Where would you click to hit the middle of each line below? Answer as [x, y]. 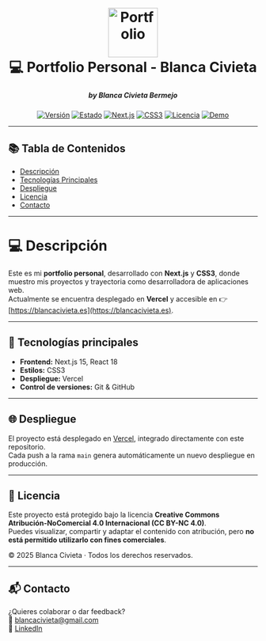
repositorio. [27, 446]
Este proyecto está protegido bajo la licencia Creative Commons [114, 515]
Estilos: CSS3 [42, 370]
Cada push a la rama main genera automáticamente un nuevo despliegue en [132, 455]
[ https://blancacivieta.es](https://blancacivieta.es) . [91, 310]
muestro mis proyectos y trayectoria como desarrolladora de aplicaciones [129, 281]
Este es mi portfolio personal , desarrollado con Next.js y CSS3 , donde [124, 273]
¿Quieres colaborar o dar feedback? [67, 612]
